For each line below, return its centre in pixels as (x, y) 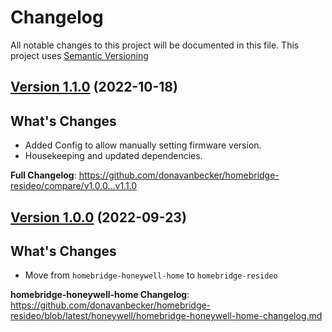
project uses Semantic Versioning (79, 55)
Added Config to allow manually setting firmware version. (143, 145)
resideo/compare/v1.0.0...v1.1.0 (74, 186)
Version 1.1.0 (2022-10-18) (94, 87)
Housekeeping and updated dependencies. (113, 156)
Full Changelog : (43, 175)
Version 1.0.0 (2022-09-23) (98, 217)
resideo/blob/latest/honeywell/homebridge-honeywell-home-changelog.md (166, 316)
